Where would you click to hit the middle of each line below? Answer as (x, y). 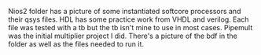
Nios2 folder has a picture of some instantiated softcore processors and (125, 11)
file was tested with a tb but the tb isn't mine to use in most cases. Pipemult (130, 27)
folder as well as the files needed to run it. (76, 44)
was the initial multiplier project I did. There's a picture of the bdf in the (123, 36)
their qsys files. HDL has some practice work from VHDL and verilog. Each (129, 19)
